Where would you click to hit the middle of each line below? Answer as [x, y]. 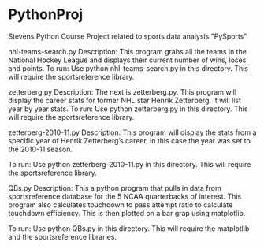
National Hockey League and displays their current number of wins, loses [127, 60]
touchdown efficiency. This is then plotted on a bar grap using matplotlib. [127, 213]
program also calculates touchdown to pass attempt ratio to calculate [121, 204]
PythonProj [46, 15]
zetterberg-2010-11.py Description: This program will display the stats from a [132, 132]
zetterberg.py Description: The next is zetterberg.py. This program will [123, 91]
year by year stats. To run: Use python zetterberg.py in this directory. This [128, 109]
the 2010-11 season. [41, 149]
